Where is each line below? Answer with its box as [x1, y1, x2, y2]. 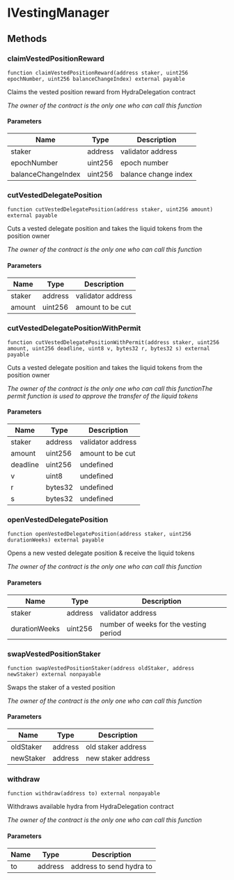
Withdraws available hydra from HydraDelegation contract [7, 803, 174, 811]
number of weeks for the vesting [100, 619, 207, 629]
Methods [7, 33, 47, 45]
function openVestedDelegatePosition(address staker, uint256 [7, 530, 192, 538]
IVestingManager [7, 5, 110, 21]
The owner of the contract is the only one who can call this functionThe [7, 384, 213, 392]
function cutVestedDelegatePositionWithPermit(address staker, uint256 [7, 338, 219, 346]
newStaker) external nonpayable [7, 671, 101, 678]
